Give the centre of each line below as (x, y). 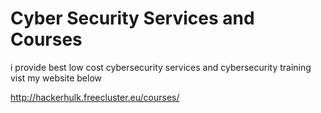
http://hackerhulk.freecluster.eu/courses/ (95, 97)
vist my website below (56, 78)
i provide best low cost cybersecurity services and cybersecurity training (161, 67)
